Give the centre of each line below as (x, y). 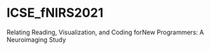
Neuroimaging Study (36, 39)
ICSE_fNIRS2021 (55, 13)
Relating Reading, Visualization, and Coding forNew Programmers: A (105, 32)
